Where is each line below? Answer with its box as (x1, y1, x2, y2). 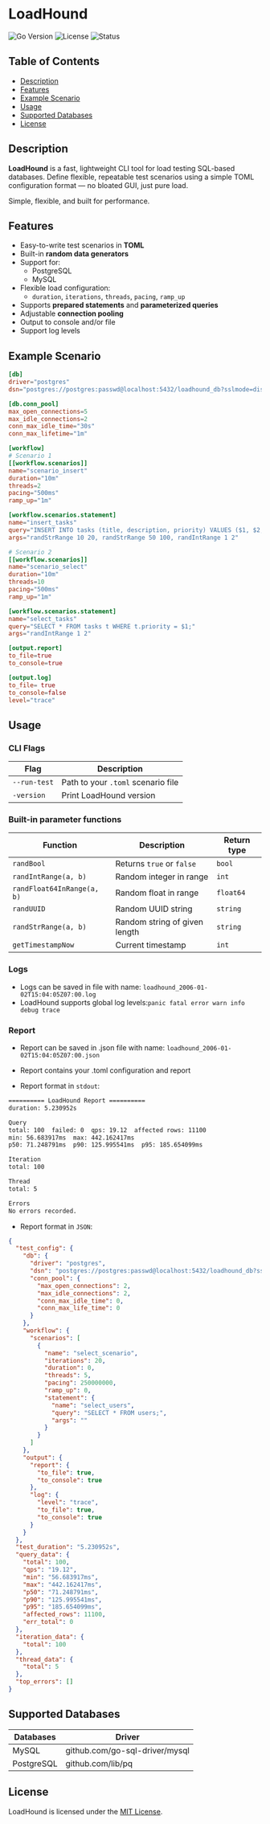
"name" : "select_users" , (51, 1401, 135, 1409)
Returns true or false (115, 858, 197, 869)
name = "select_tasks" (8, 615, 78, 623)
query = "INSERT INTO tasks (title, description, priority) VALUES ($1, (8, 526, 250, 534)
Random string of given (115, 917, 203, 928)
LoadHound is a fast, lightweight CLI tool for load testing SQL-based (8, 163, 235, 173)
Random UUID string (115, 903, 193, 914)
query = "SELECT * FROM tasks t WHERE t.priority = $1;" (8, 622, 196, 631)
